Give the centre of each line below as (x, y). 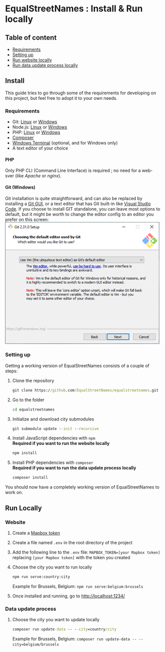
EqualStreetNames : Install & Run (74, 9)
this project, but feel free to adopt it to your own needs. (61, 98)
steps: (11, 371)
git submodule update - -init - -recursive (56, 429)
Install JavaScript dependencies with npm (54, 438)
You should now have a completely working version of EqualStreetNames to (82, 487)
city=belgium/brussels (36, 644)
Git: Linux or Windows (35, 122)
